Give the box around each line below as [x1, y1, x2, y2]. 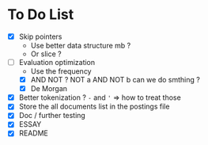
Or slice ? [30, 49, 62, 59]
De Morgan [30, 84, 68, 93]
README [18, 128, 49, 138]
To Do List [7, 6, 74, 24]
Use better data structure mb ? [30, 41, 131, 50]
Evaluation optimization [18, 58, 96, 67]
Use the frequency [30, 67, 92, 76]
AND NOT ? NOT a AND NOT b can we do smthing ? [30, 75, 201, 85]
